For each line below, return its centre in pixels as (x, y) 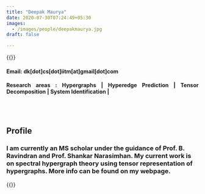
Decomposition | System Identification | (58, 92)
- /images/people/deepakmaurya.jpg (57, 29)
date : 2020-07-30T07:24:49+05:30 (49, 18)
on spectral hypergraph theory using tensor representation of (100, 163)
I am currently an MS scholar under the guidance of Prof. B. (95, 148)
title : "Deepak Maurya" (37, 12)
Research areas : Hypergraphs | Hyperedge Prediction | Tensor (103, 85)
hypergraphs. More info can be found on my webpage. (88, 171)
